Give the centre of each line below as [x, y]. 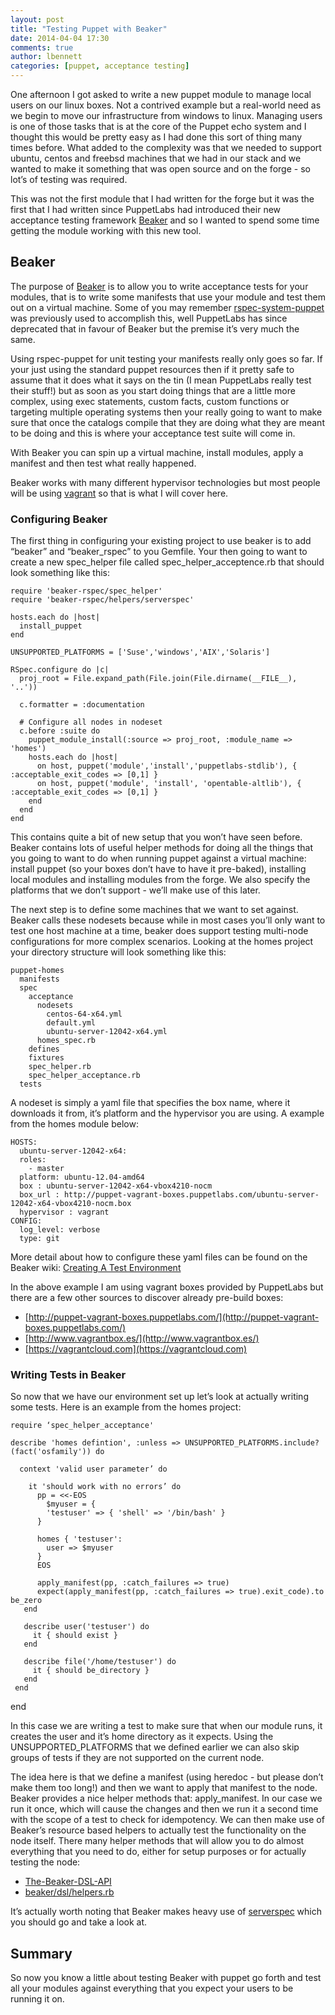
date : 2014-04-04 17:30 [60, 38]
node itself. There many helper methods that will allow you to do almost [157, 1841]
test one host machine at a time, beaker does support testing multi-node [159, 931]
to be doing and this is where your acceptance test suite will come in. [153, 433]
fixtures [46, 1058]
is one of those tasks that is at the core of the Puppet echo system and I [158, 126]
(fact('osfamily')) [51, 1452]
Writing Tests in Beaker [68, 1375]
